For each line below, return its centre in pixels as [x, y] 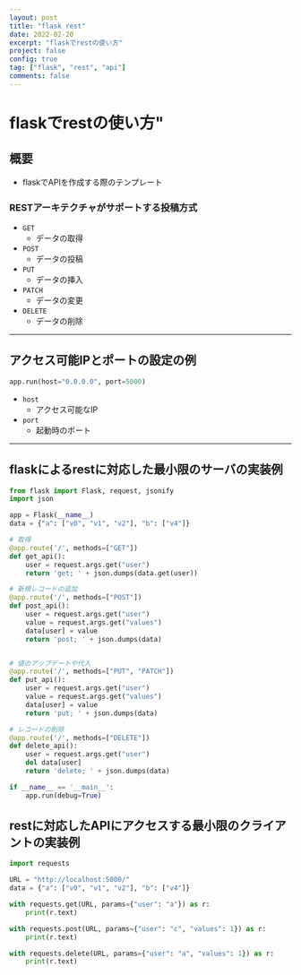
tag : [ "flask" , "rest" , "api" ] [68, 68]
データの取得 [59, 238]
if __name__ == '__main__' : [62, 787]
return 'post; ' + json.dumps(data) [94, 639]
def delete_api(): [43, 746]
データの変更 [59, 300]
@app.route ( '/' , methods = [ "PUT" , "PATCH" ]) [92, 672]
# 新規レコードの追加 [43, 589]
